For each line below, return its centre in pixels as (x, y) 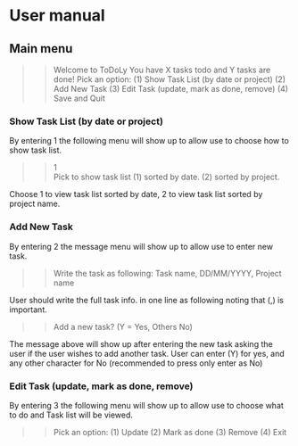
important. (28, 310)
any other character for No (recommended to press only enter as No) (136, 363)
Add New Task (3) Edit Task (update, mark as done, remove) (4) (170, 89)
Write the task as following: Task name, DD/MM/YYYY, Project (168, 273)
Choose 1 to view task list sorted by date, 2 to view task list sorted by (136, 194)
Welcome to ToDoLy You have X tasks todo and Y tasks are (162, 70)
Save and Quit (79, 98)
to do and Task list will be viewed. (71, 415)
